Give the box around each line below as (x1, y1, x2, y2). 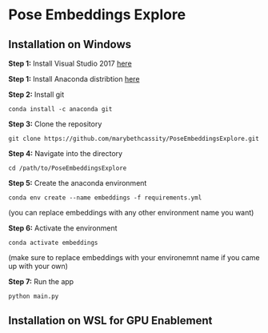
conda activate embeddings (8, 239, 98, 247)
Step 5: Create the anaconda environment (8, 179, 147, 187)
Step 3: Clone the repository (8, 119, 102, 129)
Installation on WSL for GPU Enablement (8, 314, 213, 327)
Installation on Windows (8, 38, 132, 51)
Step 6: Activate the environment (8, 223, 118, 233)
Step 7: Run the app (8, 277, 74, 286)
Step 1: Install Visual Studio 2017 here (8, 58, 132, 68)
